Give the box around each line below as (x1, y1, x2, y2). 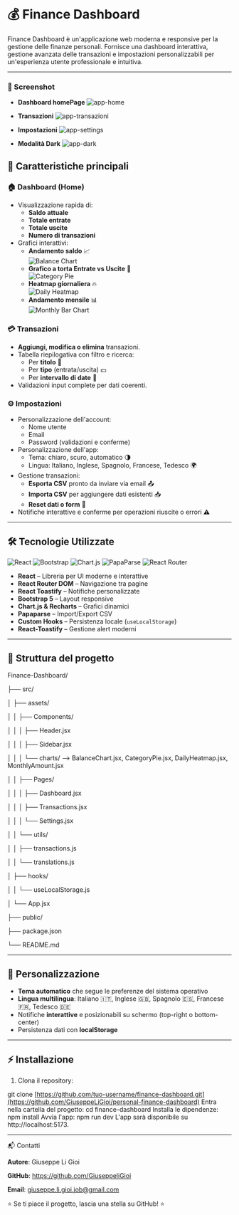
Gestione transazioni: (17, 471, 80, 480)
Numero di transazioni (28, 231, 96, 239)
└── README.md (7, 941, 60, 950)
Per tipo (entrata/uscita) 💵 (28, 365, 107, 374)
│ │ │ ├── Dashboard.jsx (7, 789, 82, 798)
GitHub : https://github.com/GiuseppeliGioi (7, 1171, 132, 1179)
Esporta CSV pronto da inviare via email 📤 (28, 479, 154, 488)
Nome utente (28, 422, 67, 431)
